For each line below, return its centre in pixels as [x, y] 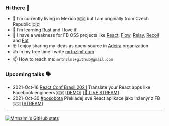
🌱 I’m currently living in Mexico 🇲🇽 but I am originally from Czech [81, 19]
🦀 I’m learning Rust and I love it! [45, 30]
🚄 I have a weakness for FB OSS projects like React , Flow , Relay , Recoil [86, 35]
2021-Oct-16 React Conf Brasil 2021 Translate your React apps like [81, 87]
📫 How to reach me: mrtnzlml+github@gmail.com [63, 59]
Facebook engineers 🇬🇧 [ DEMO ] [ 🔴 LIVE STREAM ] [66, 92]
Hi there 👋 [18, 8]
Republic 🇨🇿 [26, 24]
